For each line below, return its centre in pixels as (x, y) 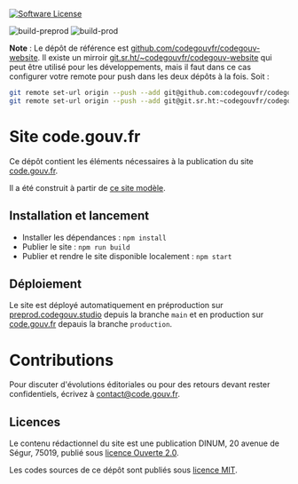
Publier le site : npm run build (76, 246)
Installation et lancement (79, 216)
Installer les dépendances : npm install (94, 237)
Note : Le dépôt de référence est (69, 48)
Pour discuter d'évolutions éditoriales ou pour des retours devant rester (140, 385)
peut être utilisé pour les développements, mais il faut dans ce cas (130, 67)
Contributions (61, 360)
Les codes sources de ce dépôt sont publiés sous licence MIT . (123, 470)
